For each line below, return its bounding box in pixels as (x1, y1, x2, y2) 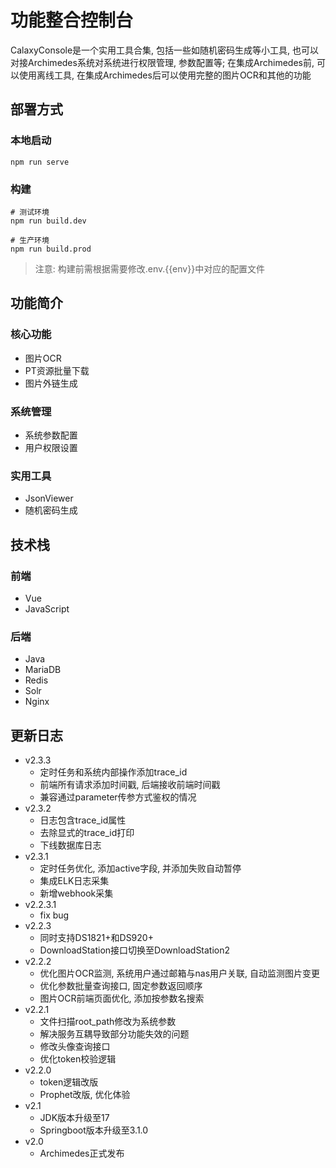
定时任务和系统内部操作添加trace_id (39, 766, 188, 778)
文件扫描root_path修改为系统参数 (39, 1016, 177, 1027)
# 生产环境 (10, 235, 50, 245)
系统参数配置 (24, 429, 78, 441)
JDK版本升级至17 (39, 1112, 110, 1123)
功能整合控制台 (10, 9, 134, 32)
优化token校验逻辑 (39, 1053, 117, 1065)
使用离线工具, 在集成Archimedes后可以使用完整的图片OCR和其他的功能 (18, 69, 312, 81)
